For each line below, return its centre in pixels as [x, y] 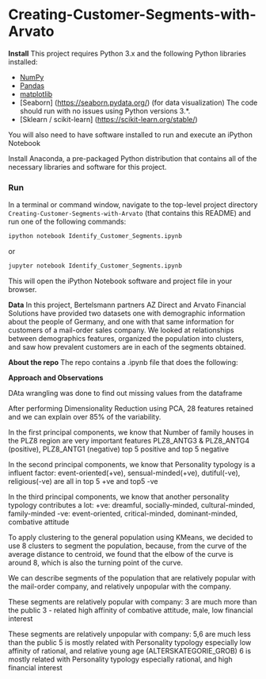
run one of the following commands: [67, 222]
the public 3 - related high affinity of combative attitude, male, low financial [131, 610]
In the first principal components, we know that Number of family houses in [131, 432]
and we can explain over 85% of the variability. [85, 416]
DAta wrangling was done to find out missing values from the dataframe [125, 393]
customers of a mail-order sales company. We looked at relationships [122, 330]
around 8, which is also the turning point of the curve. [96, 562]
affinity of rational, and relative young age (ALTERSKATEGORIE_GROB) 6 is [130, 650]
